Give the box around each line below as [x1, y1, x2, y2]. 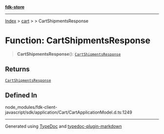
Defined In [5, 91, 38, 100]
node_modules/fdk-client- [5, 104, 58, 110]
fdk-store [5, 4, 25, 10]
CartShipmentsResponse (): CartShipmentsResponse [17, 51, 121, 57]
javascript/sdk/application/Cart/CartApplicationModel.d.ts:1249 [5, 109, 133, 115]
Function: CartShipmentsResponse [5, 35, 150, 46]
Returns [5, 65, 30, 73]
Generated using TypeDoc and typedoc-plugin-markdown [5, 123, 122, 129]
